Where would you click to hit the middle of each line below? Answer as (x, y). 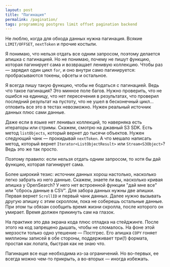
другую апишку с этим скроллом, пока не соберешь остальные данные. (84, 201)
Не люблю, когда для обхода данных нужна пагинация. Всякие (74, 39)
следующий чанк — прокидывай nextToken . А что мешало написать (78, 138)
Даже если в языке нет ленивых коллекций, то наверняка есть (74, 122)
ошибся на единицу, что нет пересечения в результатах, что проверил (82, 96)
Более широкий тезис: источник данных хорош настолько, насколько (81, 174)
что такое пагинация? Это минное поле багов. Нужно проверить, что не (84, 91)
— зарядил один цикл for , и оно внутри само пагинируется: (71, 70)
